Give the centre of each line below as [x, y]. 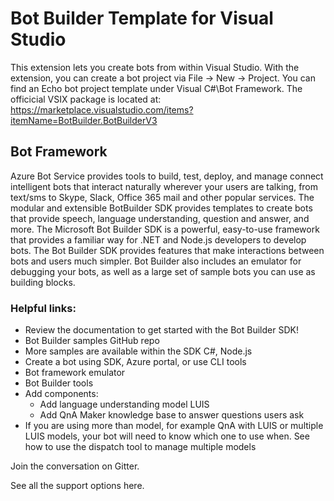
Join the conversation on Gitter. [75, 466]
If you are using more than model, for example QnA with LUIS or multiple [174, 426]
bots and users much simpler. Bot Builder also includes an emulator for [156, 261]
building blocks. [43, 282]
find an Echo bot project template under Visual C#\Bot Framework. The [156, 88]
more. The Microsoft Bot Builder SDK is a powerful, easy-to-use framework [165, 229]
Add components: [61, 394]
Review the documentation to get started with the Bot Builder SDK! [161, 330]
